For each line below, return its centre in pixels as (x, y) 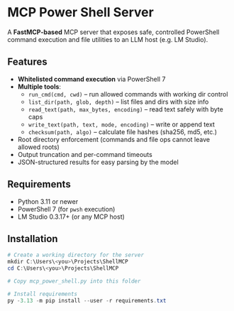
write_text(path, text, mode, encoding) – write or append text (121, 124)
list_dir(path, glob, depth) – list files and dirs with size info (118, 102)
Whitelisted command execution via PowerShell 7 (91, 79)
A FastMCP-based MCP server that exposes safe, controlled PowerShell (113, 32)
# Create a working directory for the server (76, 255)
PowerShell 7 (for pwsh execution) (66, 209)
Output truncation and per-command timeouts (85, 154)
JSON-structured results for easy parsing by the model (98, 162)
